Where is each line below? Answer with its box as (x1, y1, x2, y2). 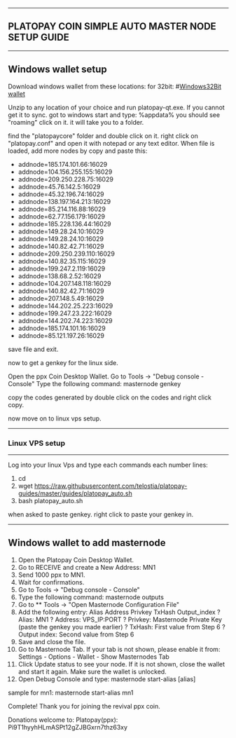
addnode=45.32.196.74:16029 (18, 190, 104, 198)
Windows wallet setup (8, 64, 107, 76)
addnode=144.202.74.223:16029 (18, 316, 113, 324)
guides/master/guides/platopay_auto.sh (18, 488, 132, 498)
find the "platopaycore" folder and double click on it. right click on (8, 131, 198, 140)
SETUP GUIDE (8, 32, 69, 43)
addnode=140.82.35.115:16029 (18, 257, 106, 265)
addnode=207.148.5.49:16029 (18, 294, 104, 302)
